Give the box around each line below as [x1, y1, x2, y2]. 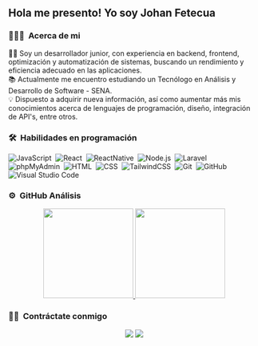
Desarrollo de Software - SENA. [8, 85, 113, 95]
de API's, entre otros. [8, 112, 78, 121]
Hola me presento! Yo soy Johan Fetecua [8, 6, 216, 20]
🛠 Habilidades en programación [8, 132, 137, 143]
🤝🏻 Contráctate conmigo [8, 311, 108, 322]
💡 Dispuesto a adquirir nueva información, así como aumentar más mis [8, 94, 241, 104]
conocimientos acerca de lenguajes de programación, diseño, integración [8, 103, 251, 112]
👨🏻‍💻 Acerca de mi [8, 30, 81, 41]
